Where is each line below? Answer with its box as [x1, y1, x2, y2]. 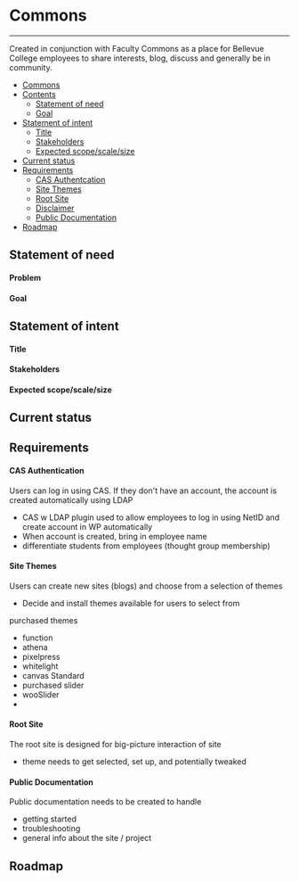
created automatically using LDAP [9, 494, 133, 505]
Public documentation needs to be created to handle [9, 796, 202, 807]
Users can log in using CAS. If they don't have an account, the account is [9, 485, 278, 496]
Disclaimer [35, 202, 75, 213]
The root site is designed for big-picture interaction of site [9, 739, 222, 750]
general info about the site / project [21, 833, 152, 844]
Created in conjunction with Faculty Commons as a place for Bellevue [9, 43, 265, 54]
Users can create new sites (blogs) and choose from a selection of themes [9, 581, 283, 591]
